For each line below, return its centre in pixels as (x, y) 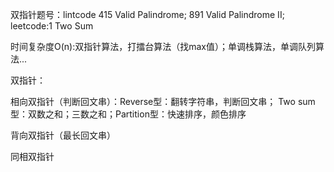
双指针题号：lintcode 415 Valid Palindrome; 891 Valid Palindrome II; (147, 14)
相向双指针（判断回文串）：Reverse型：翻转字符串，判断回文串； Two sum (163, 101)
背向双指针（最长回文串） (63, 135)
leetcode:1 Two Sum (52, 26)
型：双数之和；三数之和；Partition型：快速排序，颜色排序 (128, 114)
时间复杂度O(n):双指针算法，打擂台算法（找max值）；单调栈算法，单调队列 (163, 46)
